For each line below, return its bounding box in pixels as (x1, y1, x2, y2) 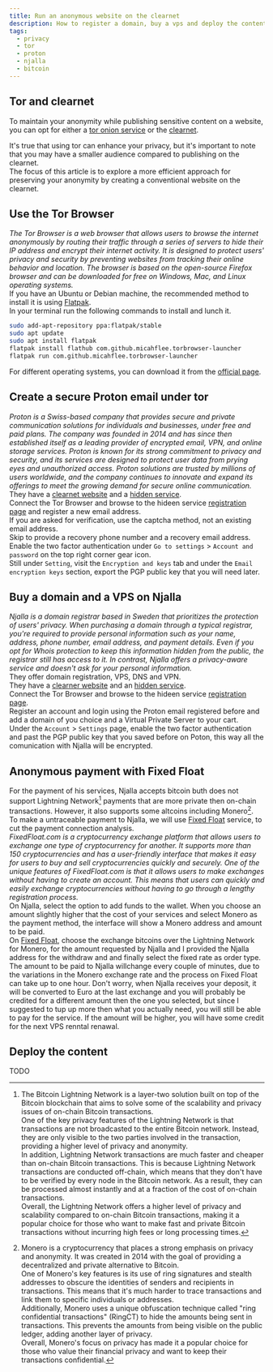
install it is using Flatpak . (9, 298, 92, 307)
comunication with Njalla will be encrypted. (9, 741, 153, 751)
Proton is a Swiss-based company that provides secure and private (9, 411, 236, 422)
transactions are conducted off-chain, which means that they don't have (20, 1167, 262, 1177)
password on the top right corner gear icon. (9, 549, 151, 560)
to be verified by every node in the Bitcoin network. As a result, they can (20, 1176, 262, 1185)
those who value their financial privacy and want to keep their (20, 1347, 228, 1357)
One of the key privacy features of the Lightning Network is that (20, 1116, 234, 1125)
